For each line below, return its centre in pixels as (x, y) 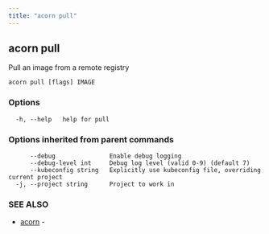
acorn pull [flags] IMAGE (52, 82)
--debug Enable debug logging (106, 156)
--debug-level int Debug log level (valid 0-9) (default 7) (140, 163)
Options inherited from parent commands (91, 139)
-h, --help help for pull (63, 119)
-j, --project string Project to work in (95, 185)
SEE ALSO (29, 204)
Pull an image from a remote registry (69, 68)
